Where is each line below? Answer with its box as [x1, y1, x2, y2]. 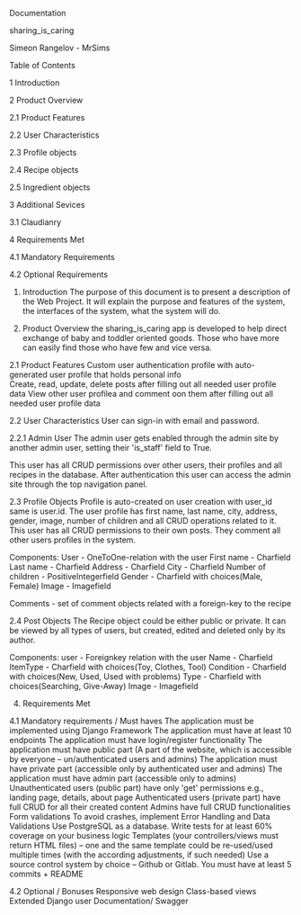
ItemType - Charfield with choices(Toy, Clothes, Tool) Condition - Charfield [9, 661, 288, 672]
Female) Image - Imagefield [9, 580, 111, 591]
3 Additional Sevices [9, 200, 85, 210]
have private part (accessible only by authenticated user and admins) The [9, 764, 283, 774]
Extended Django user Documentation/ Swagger [9, 895, 189, 906]
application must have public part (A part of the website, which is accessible [9, 744, 292, 755]
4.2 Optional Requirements [9, 269, 109, 280]
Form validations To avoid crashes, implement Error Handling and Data [9, 812, 271, 821]
